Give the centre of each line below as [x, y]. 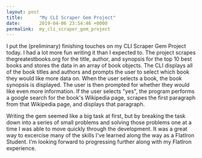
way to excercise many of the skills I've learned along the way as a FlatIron [100, 136]
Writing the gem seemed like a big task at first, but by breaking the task [96, 116]
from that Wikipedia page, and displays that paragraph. [76, 105]
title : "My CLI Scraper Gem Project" [61, 18]
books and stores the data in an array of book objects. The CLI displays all [100, 66]
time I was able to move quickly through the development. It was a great [97, 129]
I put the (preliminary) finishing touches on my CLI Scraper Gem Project [96, 46]
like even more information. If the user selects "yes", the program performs [101, 91]
